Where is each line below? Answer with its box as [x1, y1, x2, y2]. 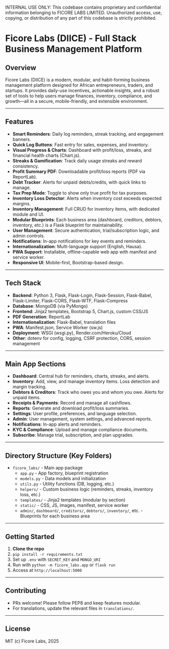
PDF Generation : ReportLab [12, 314, 70, 320]
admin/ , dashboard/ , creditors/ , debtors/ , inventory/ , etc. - [20, 508, 143, 514]
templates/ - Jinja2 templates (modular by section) [20, 497, 126, 503]
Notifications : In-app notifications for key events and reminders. [12, 238, 147, 244]
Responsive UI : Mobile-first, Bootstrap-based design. [12, 259, 124, 265]
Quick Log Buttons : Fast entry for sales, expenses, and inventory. [12, 141, 149, 148]
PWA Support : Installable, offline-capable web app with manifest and [12, 249, 157, 255]
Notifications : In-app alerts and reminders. [12, 421, 102, 428]
